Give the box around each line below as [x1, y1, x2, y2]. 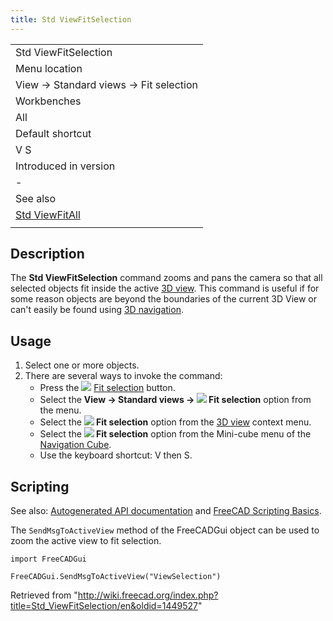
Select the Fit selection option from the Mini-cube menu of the [39, 428, 312, 440]
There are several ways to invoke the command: [24, 370, 223, 382]
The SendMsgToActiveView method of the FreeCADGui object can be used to [10, 524, 320, 536]
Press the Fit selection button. [39, 382, 176, 394]
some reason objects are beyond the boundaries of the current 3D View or [10, 293, 317, 305]
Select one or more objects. [24, 359, 140, 371]
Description [10, 246, 85, 263]
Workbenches [15, 94, 82, 108]
